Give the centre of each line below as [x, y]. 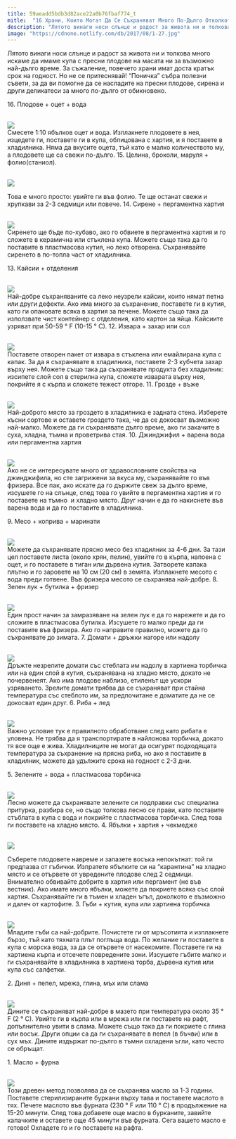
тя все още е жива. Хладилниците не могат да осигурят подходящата [112, 746]
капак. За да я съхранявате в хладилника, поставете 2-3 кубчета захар [115, 362]
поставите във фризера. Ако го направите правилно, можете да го [108, 630]
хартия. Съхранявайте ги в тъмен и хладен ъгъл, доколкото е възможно [117, 896]
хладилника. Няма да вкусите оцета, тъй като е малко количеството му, [116, 148]
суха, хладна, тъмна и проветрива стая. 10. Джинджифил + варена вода [116, 435]
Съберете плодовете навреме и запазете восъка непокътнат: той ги [110, 859]
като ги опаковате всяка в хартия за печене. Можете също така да [108, 311]
